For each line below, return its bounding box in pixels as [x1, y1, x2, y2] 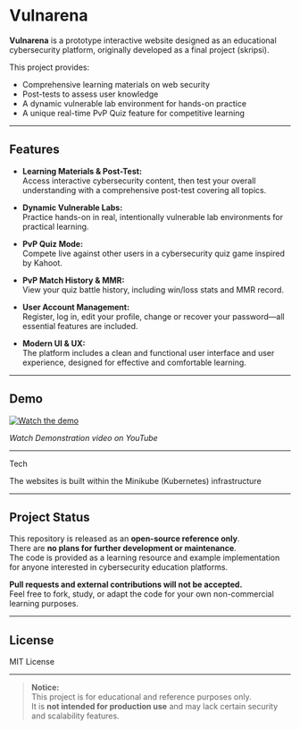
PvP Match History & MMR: [21, 275, 125, 285]
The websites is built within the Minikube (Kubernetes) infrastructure [9, 475, 262, 486]
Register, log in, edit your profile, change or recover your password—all [21, 310, 285, 322]
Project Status [9, 509, 91, 524]
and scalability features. [30, 710, 120, 721]
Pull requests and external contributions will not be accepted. [9, 579, 243, 590]
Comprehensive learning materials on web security [21, 79, 211, 89]
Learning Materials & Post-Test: [21, 166, 143, 176]
